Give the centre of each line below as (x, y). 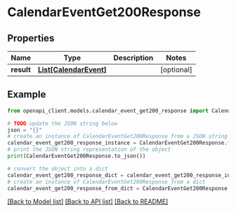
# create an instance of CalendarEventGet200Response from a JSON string (118, 137)
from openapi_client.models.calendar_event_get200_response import (108, 111)
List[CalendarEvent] (72, 69)
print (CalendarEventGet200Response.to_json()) (77, 156)
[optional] (177, 69)
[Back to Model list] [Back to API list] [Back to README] (88, 201)
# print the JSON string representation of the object (89, 150)
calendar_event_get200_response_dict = (66, 175)
